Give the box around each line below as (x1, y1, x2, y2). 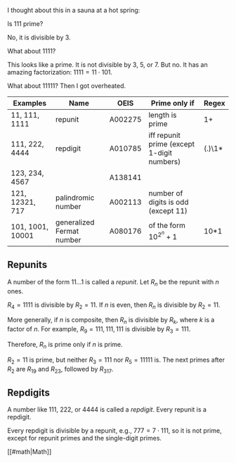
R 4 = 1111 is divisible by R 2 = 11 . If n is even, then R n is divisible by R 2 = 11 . (7, 300, 221, 310)
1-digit (148, 148, 173, 158)
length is (148, 110, 177, 120)
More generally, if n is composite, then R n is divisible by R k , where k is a (7, 316, 215, 326)
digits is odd (148, 197, 189, 207)
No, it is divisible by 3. (7, 33, 72, 42)
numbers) (148, 157, 181, 166)
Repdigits (7, 386, 51, 398)
